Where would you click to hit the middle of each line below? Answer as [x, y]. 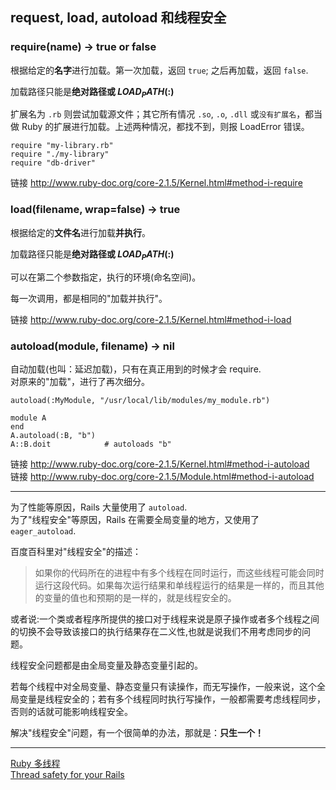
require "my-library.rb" [62, 146]
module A [28, 418]
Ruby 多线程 [35, 763]
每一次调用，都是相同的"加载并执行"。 [89, 298]
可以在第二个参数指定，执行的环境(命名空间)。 [106, 277]
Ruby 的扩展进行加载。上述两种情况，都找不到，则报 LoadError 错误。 [165, 127]
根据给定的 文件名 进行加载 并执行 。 [80, 232]
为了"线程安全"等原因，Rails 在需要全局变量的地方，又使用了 [135, 519]
